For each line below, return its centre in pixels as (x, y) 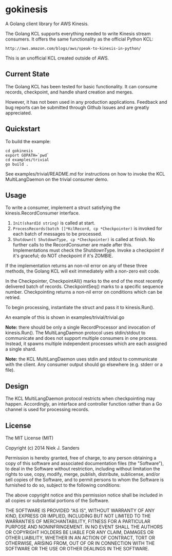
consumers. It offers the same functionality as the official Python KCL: (79, 39)
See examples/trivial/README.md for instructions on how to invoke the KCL (85, 174)
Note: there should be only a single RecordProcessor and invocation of (80, 328)
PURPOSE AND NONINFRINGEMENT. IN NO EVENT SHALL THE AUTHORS (84, 527)
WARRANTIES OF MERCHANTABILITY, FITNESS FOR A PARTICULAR (78, 521)
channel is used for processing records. (47, 410)
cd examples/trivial (27, 160)
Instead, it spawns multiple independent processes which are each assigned (86, 344)
